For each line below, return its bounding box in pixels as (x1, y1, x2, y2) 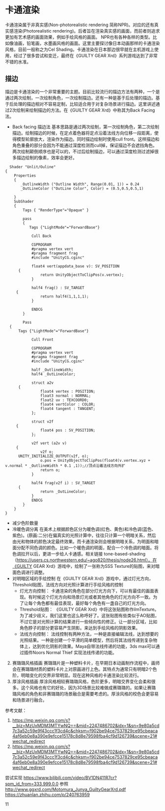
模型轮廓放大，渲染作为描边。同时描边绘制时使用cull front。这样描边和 (16, 136, 160, 142)
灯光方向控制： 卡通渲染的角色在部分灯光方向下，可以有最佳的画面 (19, 588, 155, 593)
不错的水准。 (5, 59, 31, 65)
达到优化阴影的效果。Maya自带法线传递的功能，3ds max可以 (32, 643, 156, 649)
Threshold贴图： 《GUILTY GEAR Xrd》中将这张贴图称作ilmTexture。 (19, 606, 159, 612)
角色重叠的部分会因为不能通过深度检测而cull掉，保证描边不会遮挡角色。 (12, 142, 157, 148)
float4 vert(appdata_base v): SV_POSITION (31, 263, 120, 269)
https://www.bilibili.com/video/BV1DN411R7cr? (23, 774, 117, 780)
